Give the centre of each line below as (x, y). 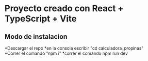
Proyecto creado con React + (64, 8)
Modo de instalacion (36, 37)
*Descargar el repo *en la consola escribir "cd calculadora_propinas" (74, 48)
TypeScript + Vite (41, 19)
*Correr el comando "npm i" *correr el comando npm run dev (66, 53)
